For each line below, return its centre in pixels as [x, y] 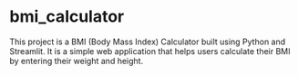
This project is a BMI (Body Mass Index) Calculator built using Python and [148, 42]
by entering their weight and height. [77, 61]
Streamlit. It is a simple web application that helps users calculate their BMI [150, 51]
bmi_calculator [67, 17]
